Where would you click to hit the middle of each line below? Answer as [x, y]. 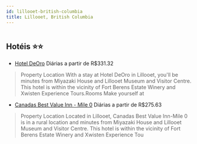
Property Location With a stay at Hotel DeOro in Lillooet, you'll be [99, 75]
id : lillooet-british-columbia [44, 11]
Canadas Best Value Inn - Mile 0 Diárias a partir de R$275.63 [88, 105]
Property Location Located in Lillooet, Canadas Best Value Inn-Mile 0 [104, 116]
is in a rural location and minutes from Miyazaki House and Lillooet [101, 122]
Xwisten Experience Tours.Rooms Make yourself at [82, 94]
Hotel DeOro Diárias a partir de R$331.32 [64, 64]
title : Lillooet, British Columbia [50, 17]
